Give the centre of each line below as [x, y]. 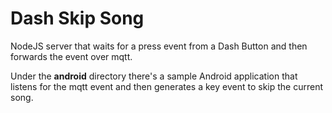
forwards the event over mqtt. [71, 56]
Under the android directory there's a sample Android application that [154, 76]
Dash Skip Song [77, 18]
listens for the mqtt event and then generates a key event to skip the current [167, 86]
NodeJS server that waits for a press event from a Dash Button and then [159, 46]
